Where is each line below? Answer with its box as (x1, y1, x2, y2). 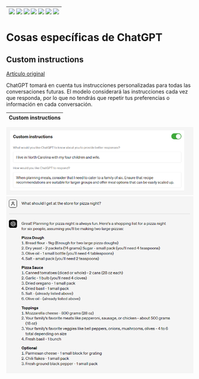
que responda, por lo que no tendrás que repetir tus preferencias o (6, 95, 170, 101)
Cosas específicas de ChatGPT (6, 31, 163, 45)
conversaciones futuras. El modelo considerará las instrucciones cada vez (6, 88, 188, 95)
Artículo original (6, 70, 45, 77)
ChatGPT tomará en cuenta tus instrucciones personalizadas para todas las (6, 82, 191, 89)
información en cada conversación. (6, 101, 93, 108)
